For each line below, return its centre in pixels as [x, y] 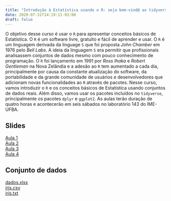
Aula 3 [12, 149]
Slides [15, 125]
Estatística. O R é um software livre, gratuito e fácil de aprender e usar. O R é [85, 39]
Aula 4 [12, 154]
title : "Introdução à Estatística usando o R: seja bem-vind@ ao [76, 10]
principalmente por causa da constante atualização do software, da [76, 72]
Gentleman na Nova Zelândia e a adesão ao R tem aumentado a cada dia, [82, 66]
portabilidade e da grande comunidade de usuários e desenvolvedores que [84, 77]
